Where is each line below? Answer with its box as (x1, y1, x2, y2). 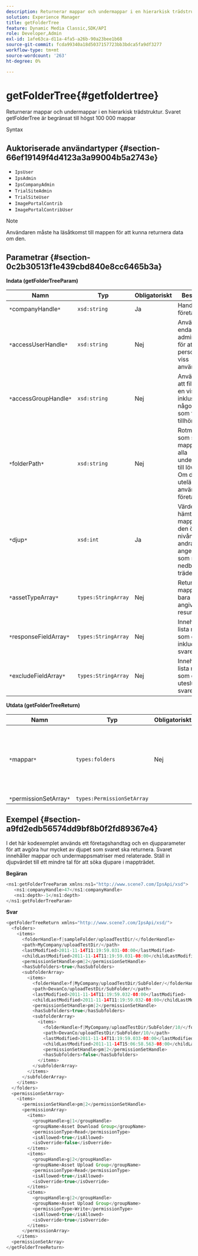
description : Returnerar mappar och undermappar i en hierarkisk (6, 8, 170, 15)
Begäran (6, 870, 28, 877)
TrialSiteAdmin (14, 188, 52, 194)
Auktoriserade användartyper (6, 143, 118, 153)
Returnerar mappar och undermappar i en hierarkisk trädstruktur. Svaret (6, 108, 181, 115)
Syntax (6, 126, 24, 133)
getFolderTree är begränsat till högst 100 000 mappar (6, 115, 136, 122)
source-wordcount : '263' (6, 53, 67, 59)
